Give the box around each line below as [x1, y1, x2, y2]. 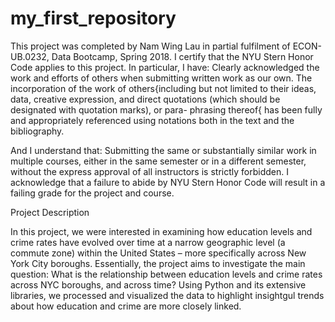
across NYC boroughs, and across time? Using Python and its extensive [10, 278, 307, 291]
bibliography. [10, 125, 65, 137]
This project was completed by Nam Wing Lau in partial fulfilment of [10, 40, 291, 52]
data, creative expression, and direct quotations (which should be [10, 93, 281, 105]
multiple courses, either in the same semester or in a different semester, [10, 155, 307, 167]
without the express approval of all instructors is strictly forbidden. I [10, 165, 289, 177]
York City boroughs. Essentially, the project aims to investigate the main [10, 257, 306, 269]
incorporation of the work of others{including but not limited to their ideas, [10, 82, 317, 94]
